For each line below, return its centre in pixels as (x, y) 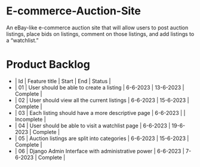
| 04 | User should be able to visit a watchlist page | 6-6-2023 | (93, 125)
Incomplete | (30, 119)
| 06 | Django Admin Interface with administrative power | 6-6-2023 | (100, 151)
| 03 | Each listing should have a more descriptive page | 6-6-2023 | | (100, 113)
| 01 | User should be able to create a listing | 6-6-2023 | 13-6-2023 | (99, 87)
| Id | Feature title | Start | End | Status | (63, 81)
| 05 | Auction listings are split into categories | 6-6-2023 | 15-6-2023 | (102, 138)
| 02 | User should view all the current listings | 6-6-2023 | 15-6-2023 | (102, 100)
